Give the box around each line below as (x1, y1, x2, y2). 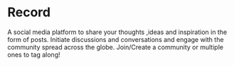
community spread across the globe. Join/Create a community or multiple (7, 43, 224, 51)
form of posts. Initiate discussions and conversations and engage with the (7, 35, 224, 43)
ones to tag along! (7, 50, 60, 59)
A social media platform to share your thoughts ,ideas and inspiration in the (7, 28, 228, 36)
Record (7, 4, 51, 21)
